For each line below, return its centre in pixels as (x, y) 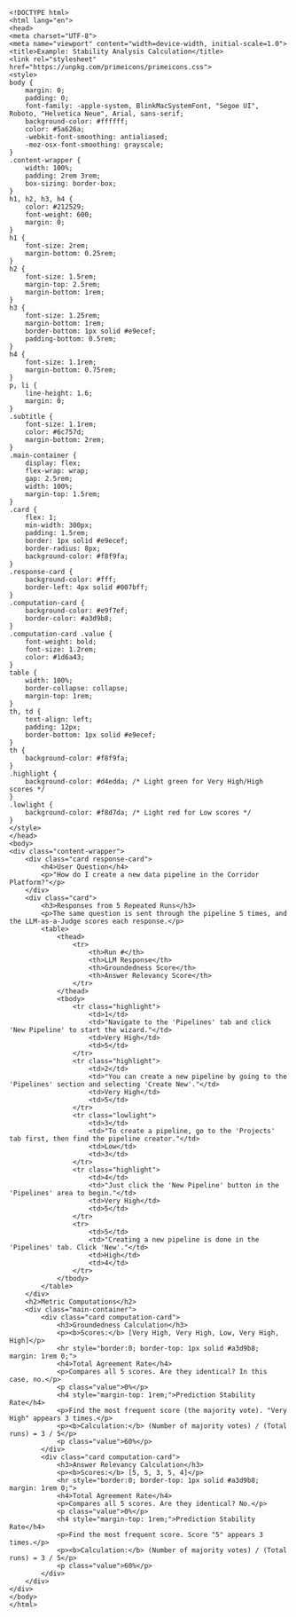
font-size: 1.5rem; (61, 277)
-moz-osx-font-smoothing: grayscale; (95, 145)
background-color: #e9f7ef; (77, 611)
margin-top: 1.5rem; (63, 494)
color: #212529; (55, 207)
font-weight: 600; (59, 215)
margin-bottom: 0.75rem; (71, 370)
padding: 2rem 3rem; (63, 176)
